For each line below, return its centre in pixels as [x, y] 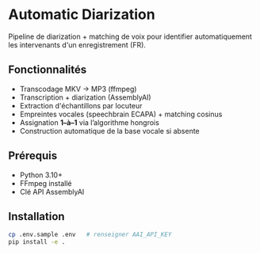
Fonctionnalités [48, 70]
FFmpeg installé [46, 183]
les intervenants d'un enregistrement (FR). [77, 44]
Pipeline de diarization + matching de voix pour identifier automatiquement [130, 36]
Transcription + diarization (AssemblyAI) [86, 97]
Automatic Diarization [82, 15]
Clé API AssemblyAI [52, 191]
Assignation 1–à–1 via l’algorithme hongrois [90, 122]
